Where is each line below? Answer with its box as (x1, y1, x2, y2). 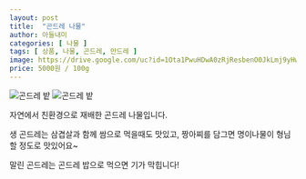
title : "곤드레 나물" (9, 22, 87, 31)
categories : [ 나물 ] (9, 38, 88, 48)
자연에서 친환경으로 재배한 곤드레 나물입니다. (9, 109, 168, 120)
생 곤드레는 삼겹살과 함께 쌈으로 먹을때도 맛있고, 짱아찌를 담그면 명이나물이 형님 (9, 128, 291, 139)
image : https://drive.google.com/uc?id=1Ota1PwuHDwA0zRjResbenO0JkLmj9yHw (9, 55, 300, 65)
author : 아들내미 (9, 30, 68, 39)
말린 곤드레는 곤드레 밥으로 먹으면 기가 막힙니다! (9, 159, 180, 170)
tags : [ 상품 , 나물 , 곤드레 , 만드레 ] (9, 47, 138, 56)
